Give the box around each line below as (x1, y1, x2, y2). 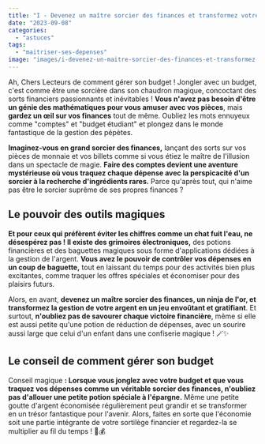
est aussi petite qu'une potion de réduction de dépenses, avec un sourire (8, 319, 246, 329)
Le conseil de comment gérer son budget (8, 355, 215, 368)
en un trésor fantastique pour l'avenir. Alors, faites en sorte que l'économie (8, 408, 252, 419)
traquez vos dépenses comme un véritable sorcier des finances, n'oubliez (8, 384, 256, 393)
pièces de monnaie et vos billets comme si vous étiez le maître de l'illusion (8, 151, 250, 160)
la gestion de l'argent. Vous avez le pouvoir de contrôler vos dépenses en (8, 254, 252, 263)
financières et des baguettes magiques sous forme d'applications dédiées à (8, 246, 255, 255)
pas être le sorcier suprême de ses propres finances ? (8, 185, 184, 194)
